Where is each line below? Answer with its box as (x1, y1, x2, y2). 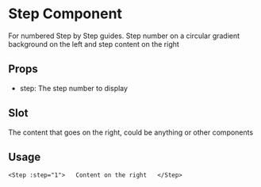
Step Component (8, 5, 123, 23)
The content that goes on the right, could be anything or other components (8, 128, 254, 137)
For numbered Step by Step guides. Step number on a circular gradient (8, 31, 240, 40)
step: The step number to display (19, 83, 129, 93)
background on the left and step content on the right (8, 39, 180, 48)
